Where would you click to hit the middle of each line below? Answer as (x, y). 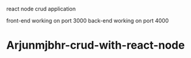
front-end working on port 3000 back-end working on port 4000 (88, 20)
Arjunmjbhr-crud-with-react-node (95, 45)
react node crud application (41, 9)
